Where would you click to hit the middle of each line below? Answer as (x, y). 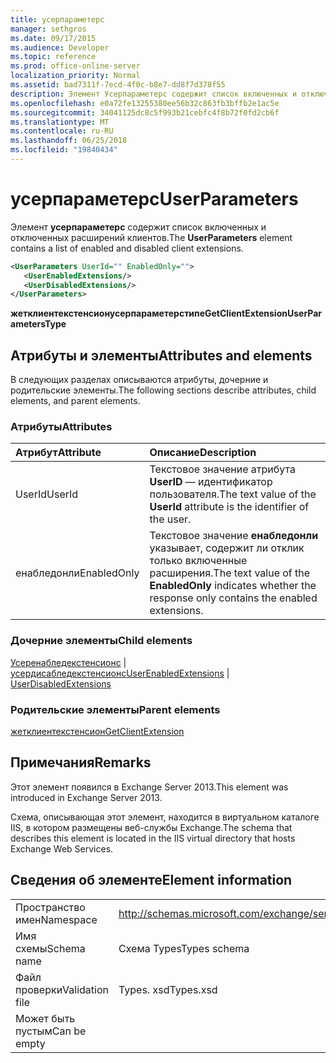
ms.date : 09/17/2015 (53, 38)
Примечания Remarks (81, 762)
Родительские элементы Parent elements (115, 709)
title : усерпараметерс (57, 19)
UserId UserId (47, 494)
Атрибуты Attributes (61, 427)
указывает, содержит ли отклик (227, 548)
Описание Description (203, 453)
